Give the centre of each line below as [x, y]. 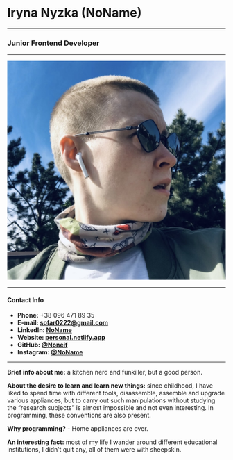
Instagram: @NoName [50, 352]
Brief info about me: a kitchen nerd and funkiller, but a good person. [105, 372]
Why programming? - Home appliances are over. [78, 429]
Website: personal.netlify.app [61, 338]
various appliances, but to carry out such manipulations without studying [111, 400]
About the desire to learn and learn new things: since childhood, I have [110, 386]
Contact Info [26, 299]
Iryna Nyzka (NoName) [75, 13]
